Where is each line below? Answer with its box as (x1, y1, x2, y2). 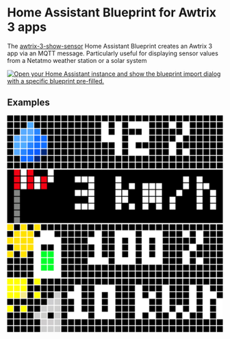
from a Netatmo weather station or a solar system (7, 56, 147, 64)
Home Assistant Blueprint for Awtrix (7, 5, 217, 21)
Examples (7, 97, 50, 109)
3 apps (7, 19, 47, 35)
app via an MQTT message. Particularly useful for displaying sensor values (7, 49, 219, 57)
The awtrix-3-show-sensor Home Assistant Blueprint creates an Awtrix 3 (7, 42, 213, 50)
